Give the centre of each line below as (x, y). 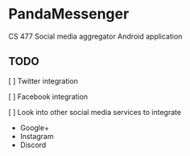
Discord (33, 145)
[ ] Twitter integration (43, 80)
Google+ (35, 127)
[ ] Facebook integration (48, 96)
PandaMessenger (69, 14)
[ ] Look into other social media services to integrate (95, 112)
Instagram (37, 136)
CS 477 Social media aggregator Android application (95, 36)
